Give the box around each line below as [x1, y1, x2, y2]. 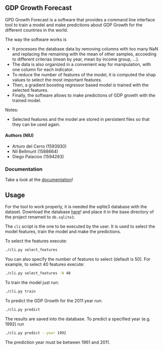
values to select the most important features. [12, 77, 102, 83]
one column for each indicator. [12, 67, 74, 72]
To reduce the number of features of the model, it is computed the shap [12, 71, 156, 77]
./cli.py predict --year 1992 [5, 330, 67, 335]
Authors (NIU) [5, 133, 34, 138]
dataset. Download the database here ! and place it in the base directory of [5, 209, 154, 215]
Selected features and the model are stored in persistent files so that [12, 116, 150, 122]
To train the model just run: [5, 279, 59, 285]
